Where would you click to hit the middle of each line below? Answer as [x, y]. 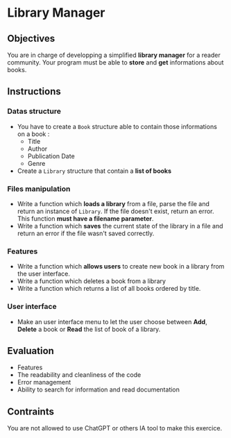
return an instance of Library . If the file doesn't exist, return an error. [115, 211]
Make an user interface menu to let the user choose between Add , [112, 321]
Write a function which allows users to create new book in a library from [121, 267]
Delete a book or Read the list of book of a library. [89, 329]
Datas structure [34, 111]
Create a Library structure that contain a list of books [94, 171]
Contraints [31, 411]
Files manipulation [39, 189]
